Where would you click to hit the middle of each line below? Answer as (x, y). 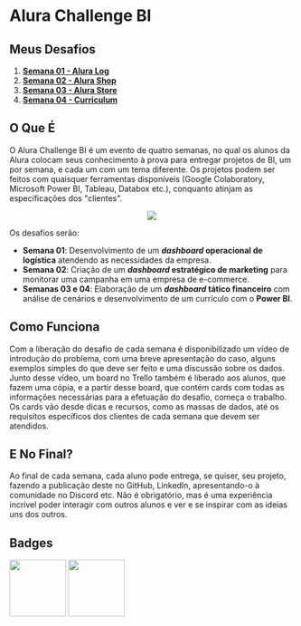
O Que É (33, 128)
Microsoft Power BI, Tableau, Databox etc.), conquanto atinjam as (131, 188)
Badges (31, 543)
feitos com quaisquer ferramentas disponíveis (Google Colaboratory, (137, 178)
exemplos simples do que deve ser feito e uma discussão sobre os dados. (147, 368)
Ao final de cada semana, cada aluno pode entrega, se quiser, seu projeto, (148, 476)
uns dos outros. (38, 515)
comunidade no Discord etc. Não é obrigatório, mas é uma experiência (141, 496)
